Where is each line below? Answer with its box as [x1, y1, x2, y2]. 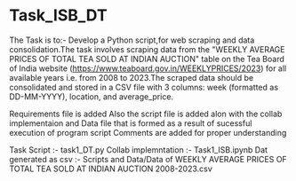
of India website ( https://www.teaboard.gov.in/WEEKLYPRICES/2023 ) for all [9, 63, 287, 74]
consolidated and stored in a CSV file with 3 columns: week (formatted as [9, 82, 278, 92]
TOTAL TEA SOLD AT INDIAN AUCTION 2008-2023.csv [9, 163, 213, 174]
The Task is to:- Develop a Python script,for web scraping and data [9, 35, 255, 45]
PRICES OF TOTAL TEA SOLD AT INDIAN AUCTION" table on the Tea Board [9, 53, 284, 64]
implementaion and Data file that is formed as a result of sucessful [9, 117, 252, 129]
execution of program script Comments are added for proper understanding [9, 127, 287, 138]
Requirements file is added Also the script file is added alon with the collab [9, 108, 283, 119]
